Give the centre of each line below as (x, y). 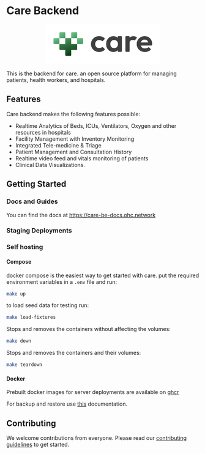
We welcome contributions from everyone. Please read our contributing (97, 438)
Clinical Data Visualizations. (50, 165)
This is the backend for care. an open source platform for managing (92, 73)
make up (16, 294)
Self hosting (25, 247)
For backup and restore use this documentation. (67, 404)
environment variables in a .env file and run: (62, 281)
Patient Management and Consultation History (73, 152)
